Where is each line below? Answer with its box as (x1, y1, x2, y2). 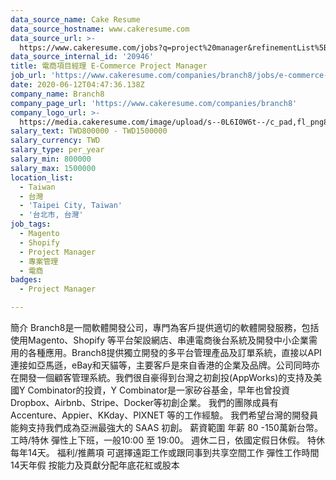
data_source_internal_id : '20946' (10, 52, 155, 62)
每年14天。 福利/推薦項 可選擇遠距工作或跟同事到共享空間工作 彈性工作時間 (10, 447, 320, 458)
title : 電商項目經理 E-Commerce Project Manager (10, 61, 208, 71)
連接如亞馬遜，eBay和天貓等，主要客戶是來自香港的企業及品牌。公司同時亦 (10, 359, 320, 371)
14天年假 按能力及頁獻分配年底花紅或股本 (10, 459, 180, 471)
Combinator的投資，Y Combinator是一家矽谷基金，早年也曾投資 (27, 384, 291, 396)
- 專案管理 (19, 256, 59, 266)
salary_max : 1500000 (10, 163, 97, 173)
